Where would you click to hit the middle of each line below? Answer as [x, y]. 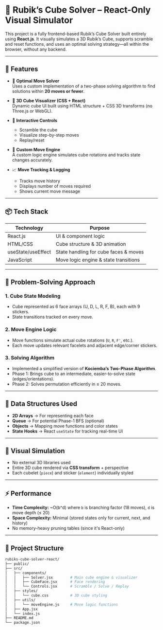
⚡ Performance [28, 493]
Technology [29, 228]
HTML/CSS [20, 244]
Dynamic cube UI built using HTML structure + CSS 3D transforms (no [82, 106]
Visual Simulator [39, 20]
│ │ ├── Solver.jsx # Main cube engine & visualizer [71, 577]
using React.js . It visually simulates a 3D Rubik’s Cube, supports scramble [79, 39]
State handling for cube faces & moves [100, 252]
